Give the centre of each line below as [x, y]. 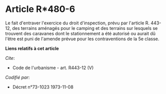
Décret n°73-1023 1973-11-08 [43, 87]
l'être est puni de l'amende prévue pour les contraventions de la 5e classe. [82, 39]
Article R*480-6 [40, 9]
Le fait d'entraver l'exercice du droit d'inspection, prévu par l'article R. [77, 23]
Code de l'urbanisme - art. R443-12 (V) [53, 68]
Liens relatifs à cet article [32, 48]
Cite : [10, 58]
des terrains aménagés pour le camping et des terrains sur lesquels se [85, 28]
